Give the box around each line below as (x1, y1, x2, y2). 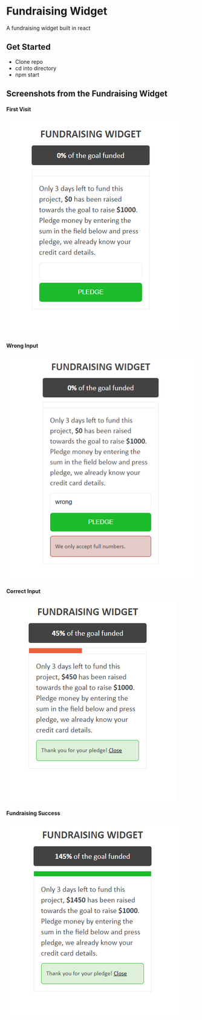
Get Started (6, 42, 51, 52)
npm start (15, 71, 39, 78)
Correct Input (6, 587, 41, 594)
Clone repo (15, 58, 44, 65)
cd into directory (15, 64, 57, 72)
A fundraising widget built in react (6, 24, 91, 32)
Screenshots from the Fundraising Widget (6, 89, 168, 99)
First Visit (6, 105, 31, 113)
